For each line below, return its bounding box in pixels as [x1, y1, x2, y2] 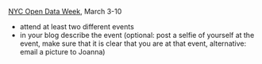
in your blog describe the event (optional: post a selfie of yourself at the [19, 31, 255, 40]
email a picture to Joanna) [19, 47, 106, 56]
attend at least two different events [19, 22, 135, 31]
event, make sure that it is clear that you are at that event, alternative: [19, 39, 247, 48]
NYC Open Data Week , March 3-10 [8, 7, 122, 16]
